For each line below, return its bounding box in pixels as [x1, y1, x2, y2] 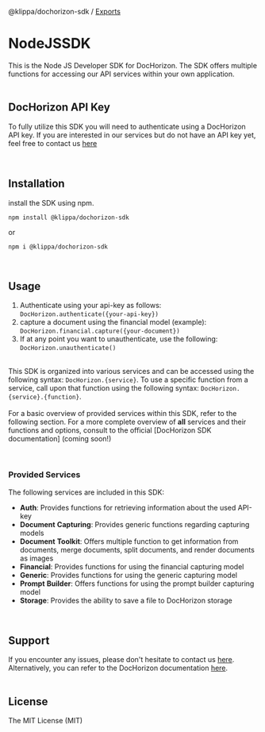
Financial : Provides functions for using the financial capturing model [19, 561, 244, 571]
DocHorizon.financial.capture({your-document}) [19, 327, 180, 336]
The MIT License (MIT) [8, 716, 83, 726]
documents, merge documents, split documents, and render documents [19, 545, 255, 554]
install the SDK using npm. [8, 198, 94, 207]
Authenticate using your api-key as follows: [19, 301, 162, 310]
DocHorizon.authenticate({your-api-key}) [19, 310, 159, 318]
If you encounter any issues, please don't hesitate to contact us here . [8, 655, 235, 665]
